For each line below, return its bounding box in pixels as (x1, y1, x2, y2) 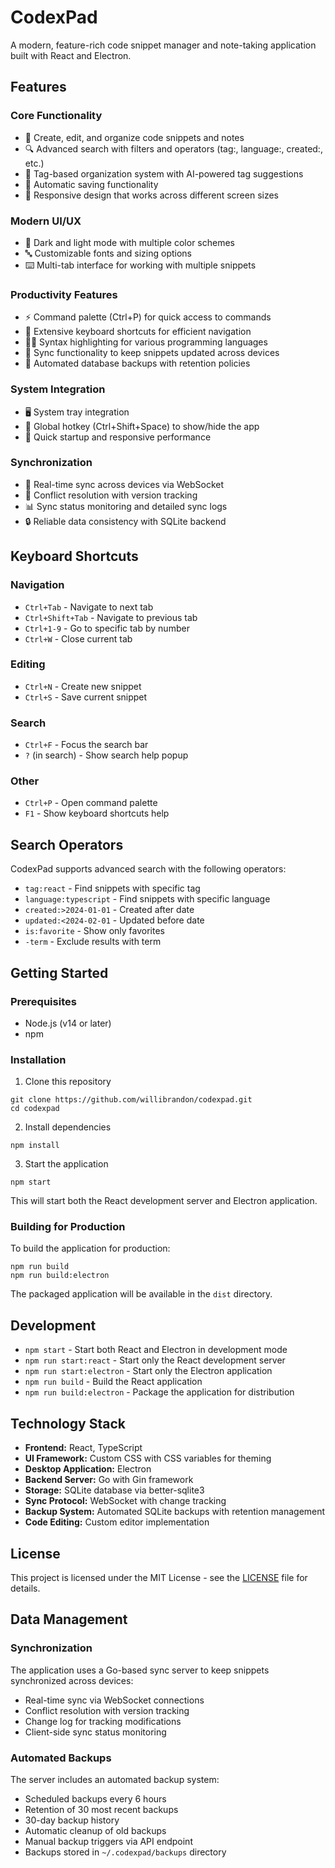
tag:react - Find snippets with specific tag (24, 882, 201, 895)
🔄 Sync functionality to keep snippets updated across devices (24, 347, 280, 359)
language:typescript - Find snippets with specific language (24, 893, 271, 905)
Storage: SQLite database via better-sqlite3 (24, 1484, 205, 1496)
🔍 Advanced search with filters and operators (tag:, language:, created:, (24, 142, 323, 155)
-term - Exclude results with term (24, 936, 162, 948)
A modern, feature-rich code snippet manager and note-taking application (10, 39, 317, 51)
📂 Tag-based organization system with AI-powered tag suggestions (24, 167, 304, 180)
